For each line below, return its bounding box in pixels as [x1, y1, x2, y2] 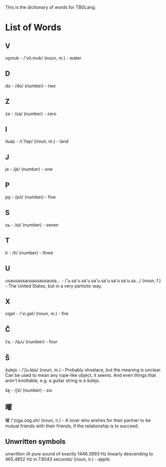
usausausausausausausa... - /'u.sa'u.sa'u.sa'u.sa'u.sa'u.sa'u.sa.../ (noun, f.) [5, 278, 161, 284]
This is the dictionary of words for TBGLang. [5, 5, 96, 10]
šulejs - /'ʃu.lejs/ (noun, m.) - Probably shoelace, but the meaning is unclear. [5, 367, 162, 373]
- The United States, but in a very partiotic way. [5, 283, 102, 289]
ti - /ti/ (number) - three [5, 250, 53, 256]
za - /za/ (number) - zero [5, 110, 56, 117]
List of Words [5, 22, 61, 33]
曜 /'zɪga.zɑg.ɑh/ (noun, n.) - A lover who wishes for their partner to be [5, 417, 151, 423]
